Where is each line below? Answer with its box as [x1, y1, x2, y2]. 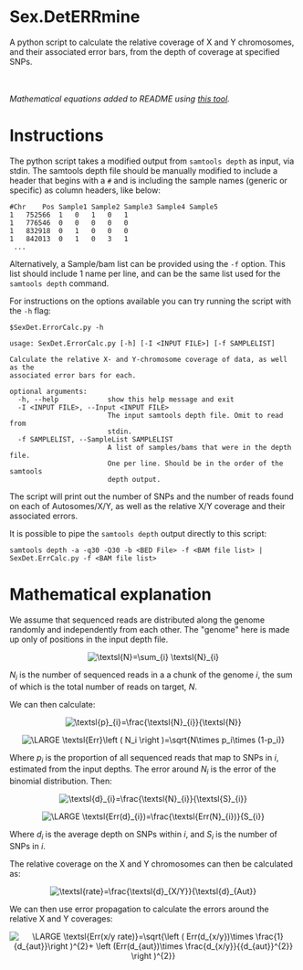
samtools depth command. [9, 277, 110, 289]
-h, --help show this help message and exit [17, 395, 235, 404]
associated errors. [9, 510, 78, 521]
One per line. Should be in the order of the [107, 459, 284, 468]
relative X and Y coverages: [9, 913, 113, 924]
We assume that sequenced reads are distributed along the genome [9, 614, 266, 625]
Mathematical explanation [9, 584, 212, 605]
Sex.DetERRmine [9, 6, 141, 27]
